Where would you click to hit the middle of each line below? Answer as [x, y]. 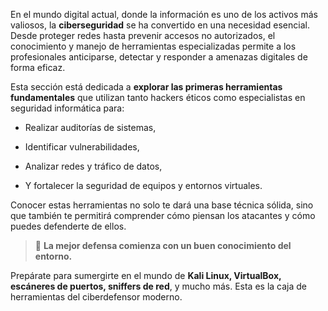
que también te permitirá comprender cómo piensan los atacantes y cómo [163, 215]
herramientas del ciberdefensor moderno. [96, 297]
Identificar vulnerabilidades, [82, 147]
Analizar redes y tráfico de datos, [93, 166]
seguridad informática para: [67, 108]
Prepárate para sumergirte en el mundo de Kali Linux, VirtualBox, [146, 275]
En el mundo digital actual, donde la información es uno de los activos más [164, 14]
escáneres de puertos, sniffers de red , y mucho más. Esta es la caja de [158, 286]
